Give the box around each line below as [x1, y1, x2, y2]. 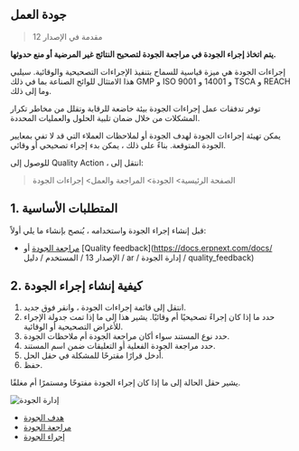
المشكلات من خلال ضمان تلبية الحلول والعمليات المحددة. [10, 112, 201, 123]
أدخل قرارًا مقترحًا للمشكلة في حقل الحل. [23, 350, 164, 361]
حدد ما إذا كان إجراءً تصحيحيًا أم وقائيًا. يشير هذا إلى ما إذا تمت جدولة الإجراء [23, 312, 275, 323]
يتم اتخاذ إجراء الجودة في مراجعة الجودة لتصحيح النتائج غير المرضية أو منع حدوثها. [10, 49, 276, 60]
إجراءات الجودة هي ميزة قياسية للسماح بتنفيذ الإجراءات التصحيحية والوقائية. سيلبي [10, 66, 286, 77]
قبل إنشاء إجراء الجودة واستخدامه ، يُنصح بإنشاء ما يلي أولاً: [10, 225, 207, 236]
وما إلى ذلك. [10, 85, 52, 96]
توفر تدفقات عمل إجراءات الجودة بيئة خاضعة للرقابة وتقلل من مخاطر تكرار [10, 103, 261, 114]
